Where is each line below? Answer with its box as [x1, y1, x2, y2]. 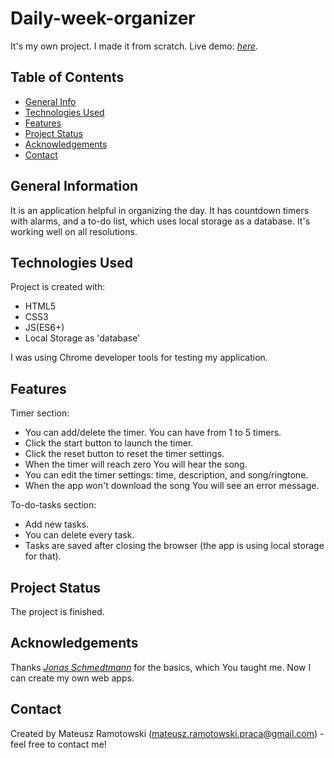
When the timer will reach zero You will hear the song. [24, 458, 248, 471]
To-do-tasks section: [10, 499, 97, 511]
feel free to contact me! [10, 738, 107, 750]
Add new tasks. [24, 518, 90, 531]
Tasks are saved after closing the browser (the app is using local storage [24, 540, 325, 552]
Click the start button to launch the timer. [24, 437, 194, 449]
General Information [10, 178, 139, 195]
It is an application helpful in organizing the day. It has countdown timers [10, 204, 310, 216]
